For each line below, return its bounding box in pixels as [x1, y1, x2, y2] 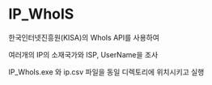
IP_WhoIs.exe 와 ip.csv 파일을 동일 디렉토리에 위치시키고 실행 [8, 66, 205, 77]
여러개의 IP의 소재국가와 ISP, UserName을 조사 [8, 49, 159, 59]
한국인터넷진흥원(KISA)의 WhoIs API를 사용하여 [8, 32, 160, 42]
